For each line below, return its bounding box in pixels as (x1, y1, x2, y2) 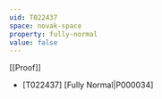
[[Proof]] (9, 62, 42, 73)
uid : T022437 (9, 12, 58, 22)
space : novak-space (9, 21, 82, 30)
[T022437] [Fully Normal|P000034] (21, 79, 154, 90)
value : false (9, 37, 58, 47)
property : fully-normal (9, 29, 98, 38)
